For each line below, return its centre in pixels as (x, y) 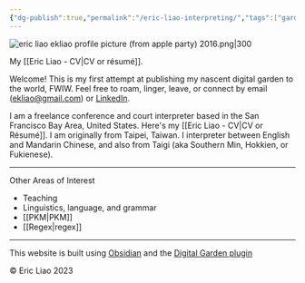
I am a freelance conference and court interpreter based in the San (134, 115)
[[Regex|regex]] (52, 227)
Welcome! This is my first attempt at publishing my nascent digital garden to (152, 79)
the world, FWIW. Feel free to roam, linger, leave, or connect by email (138, 88)
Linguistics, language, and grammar (89, 207)
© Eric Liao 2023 (41, 270)
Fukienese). (31, 154)
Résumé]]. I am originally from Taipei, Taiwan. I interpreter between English (150, 135)
